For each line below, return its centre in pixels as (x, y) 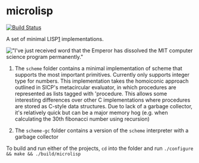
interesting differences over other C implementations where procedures (102, 100)
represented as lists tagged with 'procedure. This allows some (91, 93)
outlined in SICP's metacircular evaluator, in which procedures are (95, 87)
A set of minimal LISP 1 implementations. (55, 39)
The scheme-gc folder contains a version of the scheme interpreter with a (102, 130)
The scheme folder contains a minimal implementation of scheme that (98, 68)
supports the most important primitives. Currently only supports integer (102, 74)
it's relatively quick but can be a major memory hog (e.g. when (91, 112)
